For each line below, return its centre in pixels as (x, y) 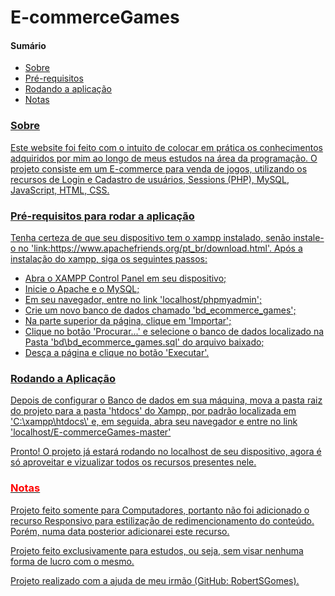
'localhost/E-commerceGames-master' (91, 432)
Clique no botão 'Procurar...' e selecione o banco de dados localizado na (174, 331)
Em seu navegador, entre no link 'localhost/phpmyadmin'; (143, 299)
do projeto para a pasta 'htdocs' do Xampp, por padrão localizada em (153, 411)
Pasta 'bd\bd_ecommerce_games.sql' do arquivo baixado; (144, 342)
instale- (309, 237)
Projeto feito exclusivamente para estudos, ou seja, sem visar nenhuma (157, 550)
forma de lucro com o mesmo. (72, 561)
